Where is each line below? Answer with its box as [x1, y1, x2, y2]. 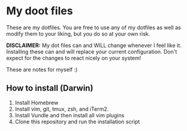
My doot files [6, 4, 73, 18]
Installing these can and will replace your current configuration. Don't [6, 48, 177, 55]
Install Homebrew [14, 99, 59, 106]
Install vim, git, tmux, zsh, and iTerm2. [14, 105, 109, 113]
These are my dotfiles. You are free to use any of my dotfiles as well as [6, 24, 181, 31]
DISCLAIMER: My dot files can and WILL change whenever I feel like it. [6, 42, 182, 49]
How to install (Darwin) [6, 83, 93, 93]
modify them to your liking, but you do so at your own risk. [6, 30, 150, 37]
